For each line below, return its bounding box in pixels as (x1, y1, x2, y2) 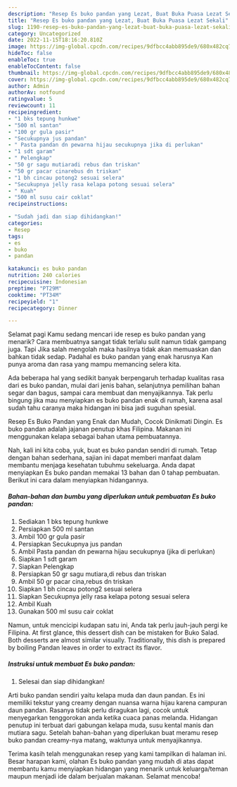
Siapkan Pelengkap (18, 562, 75, 571)
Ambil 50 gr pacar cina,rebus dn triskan (18, 578, 133, 586)
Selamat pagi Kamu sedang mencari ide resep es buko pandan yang (8, 330, 206, 338)
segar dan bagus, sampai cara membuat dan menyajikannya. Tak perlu (8, 389, 213, 397)
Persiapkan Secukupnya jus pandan (18, 540, 122, 549)
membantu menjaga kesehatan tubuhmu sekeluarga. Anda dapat (8, 461, 196, 470)
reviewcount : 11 (8, 102, 56, 109)
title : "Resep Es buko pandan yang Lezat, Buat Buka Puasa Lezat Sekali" (8, 17, 229, 24)
